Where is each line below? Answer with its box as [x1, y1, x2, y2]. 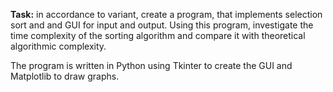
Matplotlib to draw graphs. [10, 70, 120, 82]
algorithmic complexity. [10, 40, 107, 52]
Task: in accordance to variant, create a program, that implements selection [10, 9, 323, 20]
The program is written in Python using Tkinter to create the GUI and [10, 60, 293, 71]
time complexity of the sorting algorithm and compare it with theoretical [10, 30, 306, 41]
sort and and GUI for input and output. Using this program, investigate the [10, 19, 314, 31]
